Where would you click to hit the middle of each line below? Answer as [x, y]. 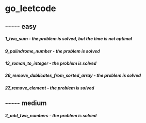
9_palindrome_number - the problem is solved [53, 51]
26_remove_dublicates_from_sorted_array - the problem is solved [73, 75]
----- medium [26, 103]
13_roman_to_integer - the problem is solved [51, 63]
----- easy [21, 26]
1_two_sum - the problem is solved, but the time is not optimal [69, 39]
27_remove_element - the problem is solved [50, 88]
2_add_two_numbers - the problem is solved [51, 115]
